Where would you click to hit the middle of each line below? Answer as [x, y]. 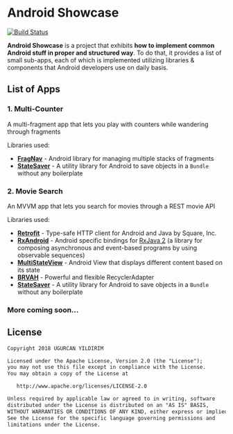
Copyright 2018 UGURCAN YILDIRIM [55, 348]
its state [28, 270]
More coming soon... [43, 310]
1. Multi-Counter [35, 109]
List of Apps [34, 89]
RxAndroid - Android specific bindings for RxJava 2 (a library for [110, 240]
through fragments [34, 131]
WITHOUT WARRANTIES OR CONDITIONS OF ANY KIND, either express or [105, 411]
